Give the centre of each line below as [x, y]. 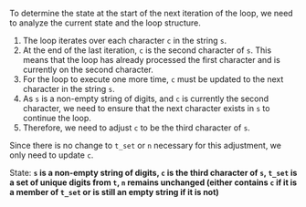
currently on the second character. [88, 69]
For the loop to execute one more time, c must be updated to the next [153, 79]
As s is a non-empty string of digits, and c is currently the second [146, 98]
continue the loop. [57, 118]
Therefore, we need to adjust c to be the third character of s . [137, 128]
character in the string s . [69, 89]
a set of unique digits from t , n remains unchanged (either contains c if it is [153, 182]
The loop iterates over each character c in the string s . [124, 41]
